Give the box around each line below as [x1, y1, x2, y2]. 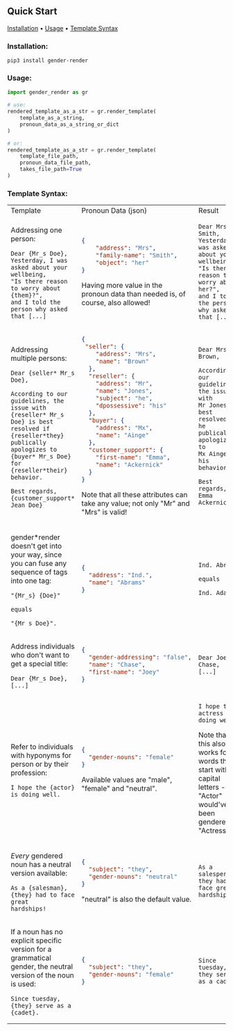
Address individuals [10, 641, 75, 651]
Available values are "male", [81, 774, 173, 784]
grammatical [10, 952, 52, 962]
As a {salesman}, [10, 884, 68, 892]
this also [198, 738, 226, 748]
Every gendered [10, 851, 63, 861]
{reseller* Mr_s [10, 410, 64, 419]
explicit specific [10, 935, 62, 945]
